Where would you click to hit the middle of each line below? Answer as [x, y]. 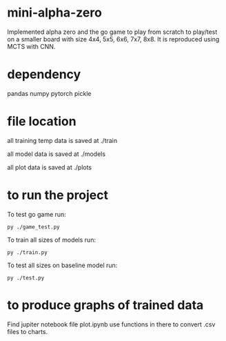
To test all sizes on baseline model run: [62, 265]
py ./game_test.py [33, 227]
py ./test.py [26, 277]
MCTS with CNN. [31, 46]
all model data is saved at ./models [56, 154]
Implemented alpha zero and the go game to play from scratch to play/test [112, 32]
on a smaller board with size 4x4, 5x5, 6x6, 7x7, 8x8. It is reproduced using [113, 39]
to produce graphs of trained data [105, 305]
